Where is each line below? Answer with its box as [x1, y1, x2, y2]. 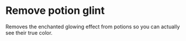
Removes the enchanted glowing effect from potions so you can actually [5, 23, 180, 30]
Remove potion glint [5, 4, 105, 17]
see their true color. [5, 29, 53, 36]
